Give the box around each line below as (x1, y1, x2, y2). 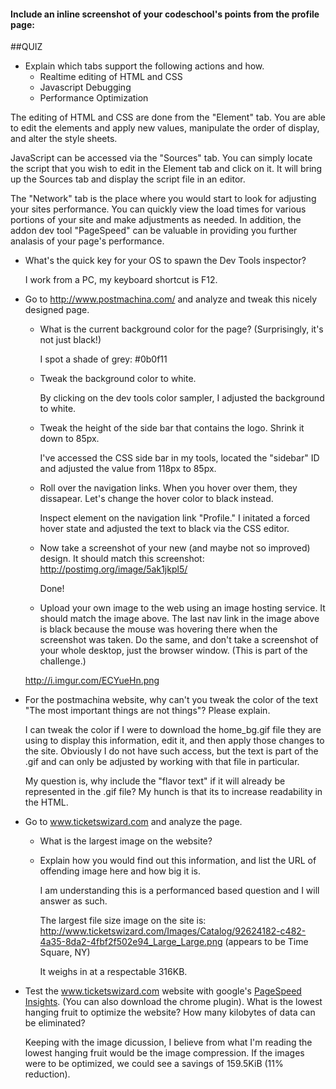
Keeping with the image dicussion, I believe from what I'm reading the (24, 1036, 313, 1049)
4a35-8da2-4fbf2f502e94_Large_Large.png (39, 936, 223, 948)
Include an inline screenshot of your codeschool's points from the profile (10, 8, 320, 20)
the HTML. (24, 796, 69, 809)
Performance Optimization (39, 92, 149, 104)
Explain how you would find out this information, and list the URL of (39, 855, 317, 867)
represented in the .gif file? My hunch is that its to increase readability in (24, 786, 323, 798)
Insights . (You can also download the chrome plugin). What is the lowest (24, 996, 323, 1008)
